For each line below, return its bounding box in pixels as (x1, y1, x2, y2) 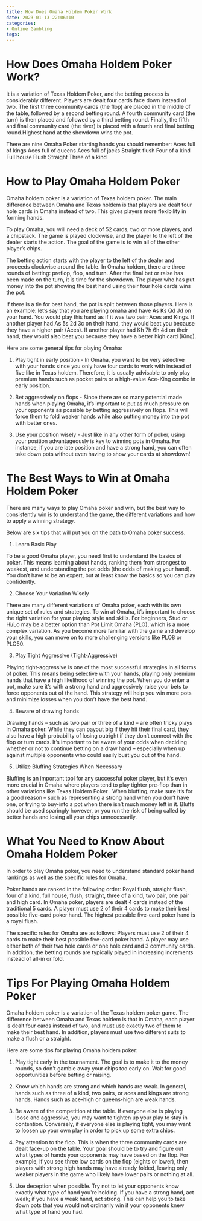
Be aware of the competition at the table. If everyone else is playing (14, 1107, 183, 1115)
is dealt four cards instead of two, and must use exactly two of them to (6, 1022, 182, 1029)
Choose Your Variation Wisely (14, 589, 89, 597)
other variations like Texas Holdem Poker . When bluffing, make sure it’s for (6, 787, 193, 794)
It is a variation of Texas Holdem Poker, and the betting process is (6, 90, 169, 97)
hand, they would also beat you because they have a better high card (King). (6, 333, 197, 339)
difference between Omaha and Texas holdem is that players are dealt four (6, 201, 192, 208)
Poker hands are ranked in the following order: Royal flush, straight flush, (6, 885, 188, 892)
